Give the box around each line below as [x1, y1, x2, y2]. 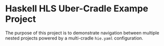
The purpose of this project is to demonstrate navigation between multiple [5, 30, 159, 36]
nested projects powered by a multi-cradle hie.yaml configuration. [5, 35, 143, 41]
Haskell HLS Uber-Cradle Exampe [5, 3, 148, 14]
